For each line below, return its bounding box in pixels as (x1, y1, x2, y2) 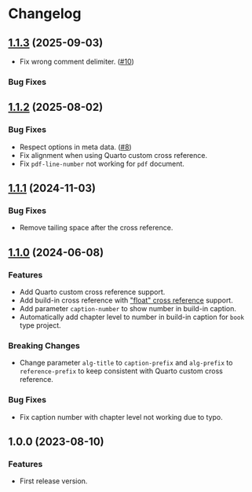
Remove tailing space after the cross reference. (19, 223, 173, 233)
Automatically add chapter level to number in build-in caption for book (19, 312, 245, 321)
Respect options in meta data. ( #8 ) (19, 142, 132, 152)
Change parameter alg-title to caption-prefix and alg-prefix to (19, 358, 233, 368)
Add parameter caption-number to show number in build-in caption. (19, 303, 237, 313)
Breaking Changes (8, 340, 81, 351)
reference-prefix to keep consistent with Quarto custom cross (19, 366, 224, 376)
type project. (19, 320, 61, 330)
